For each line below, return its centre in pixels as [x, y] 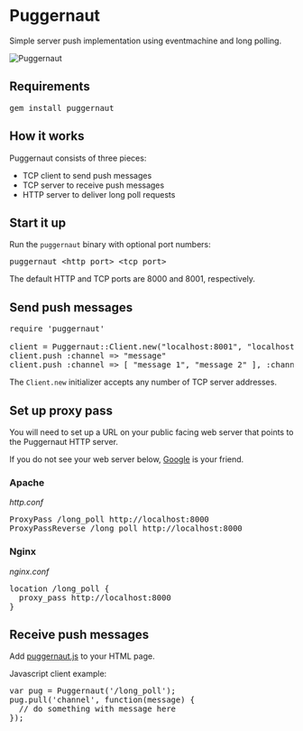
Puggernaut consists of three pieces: [78, 158]
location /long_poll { [60, 588]
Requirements [50, 87]
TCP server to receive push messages [93, 185]
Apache [27, 482]
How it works [47, 136]
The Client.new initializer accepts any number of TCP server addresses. [143, 382]
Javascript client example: [58, 674]
